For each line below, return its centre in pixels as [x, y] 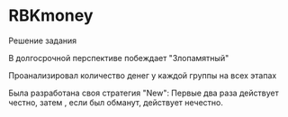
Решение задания [43, 40]
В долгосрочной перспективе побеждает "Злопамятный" [119, 58]
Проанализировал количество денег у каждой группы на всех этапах [143, 75]
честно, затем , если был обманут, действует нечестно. [116, 102]
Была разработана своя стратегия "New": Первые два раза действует [144, 93]
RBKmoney [51, 16]
